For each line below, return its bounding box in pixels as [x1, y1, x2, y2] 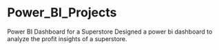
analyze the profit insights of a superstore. [7, 34, 127, 42]
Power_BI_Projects [7, 5, 117, 21]
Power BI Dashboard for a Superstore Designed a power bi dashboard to [7, 27, 213, 36]
